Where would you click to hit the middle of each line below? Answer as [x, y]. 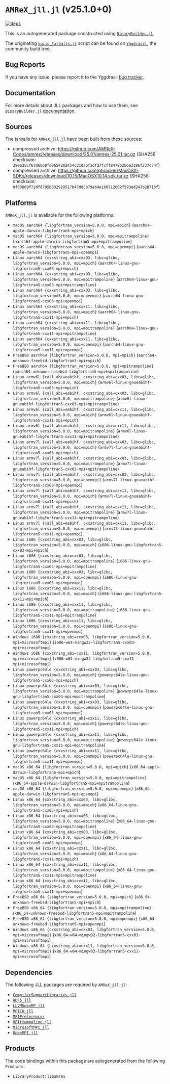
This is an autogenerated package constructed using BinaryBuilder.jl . [80, 33]
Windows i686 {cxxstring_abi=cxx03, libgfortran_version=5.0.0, [82, 637]
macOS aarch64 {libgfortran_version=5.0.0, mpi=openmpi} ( [75, 247]
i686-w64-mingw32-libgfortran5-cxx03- [95, 643]
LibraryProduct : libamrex [39, 1076]
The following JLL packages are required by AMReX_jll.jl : [66, 985]
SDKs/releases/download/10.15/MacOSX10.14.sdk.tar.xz [71, 176]
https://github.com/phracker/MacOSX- [98, 171]
